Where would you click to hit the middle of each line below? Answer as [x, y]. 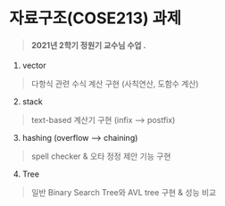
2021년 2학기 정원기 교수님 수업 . [88, 45]
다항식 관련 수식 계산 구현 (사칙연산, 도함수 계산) [115, 84]
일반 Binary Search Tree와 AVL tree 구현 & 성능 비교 [124, 193]
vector [34, 66]
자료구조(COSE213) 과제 [95, 18]
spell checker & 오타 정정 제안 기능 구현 [101, 156]
